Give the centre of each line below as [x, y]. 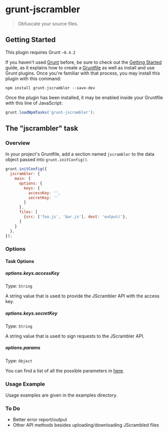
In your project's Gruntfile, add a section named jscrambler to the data [80, 154]
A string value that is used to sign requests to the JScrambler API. [75, 336]
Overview [18, 143]
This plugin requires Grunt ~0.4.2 [41, 52]
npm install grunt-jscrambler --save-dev [50, 88]
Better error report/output [40, 420]
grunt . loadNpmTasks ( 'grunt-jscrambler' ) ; [50, 112]
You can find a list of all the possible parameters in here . [65, 370]
